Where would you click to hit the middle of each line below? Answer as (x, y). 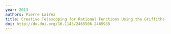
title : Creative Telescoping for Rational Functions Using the (74, 19)
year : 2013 (17, 10)
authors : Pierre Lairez (31, 14)
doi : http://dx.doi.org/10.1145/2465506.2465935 (58, 24)
